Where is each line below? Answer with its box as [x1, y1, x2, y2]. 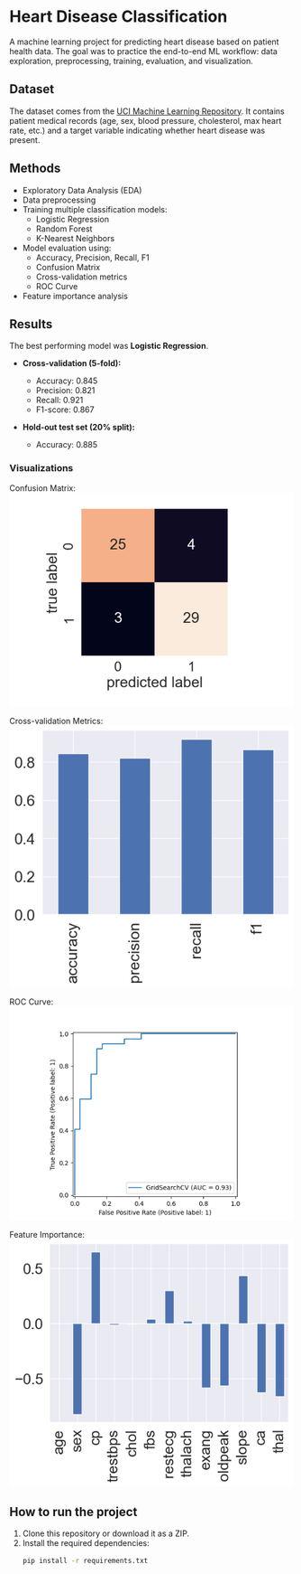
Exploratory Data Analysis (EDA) [22, 184, 142, 195]
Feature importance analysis [22, 290, 129, 301]
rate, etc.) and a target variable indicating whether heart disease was [9, 125, 266, 136]
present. [9, 134, 41, 146]
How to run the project [9, 1503, 138, 1520]
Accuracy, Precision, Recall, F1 [35, 251, 150, 263]
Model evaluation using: [22, 242, 112, 253]
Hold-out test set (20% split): [22, 422, 135, 433]
